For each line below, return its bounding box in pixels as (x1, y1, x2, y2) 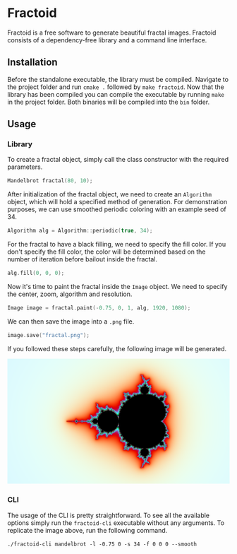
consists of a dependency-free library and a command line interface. (7, 35, 207, 44)
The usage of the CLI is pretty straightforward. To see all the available (7, 511, 210, 519)
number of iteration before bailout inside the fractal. (7, 255, 157, 264)
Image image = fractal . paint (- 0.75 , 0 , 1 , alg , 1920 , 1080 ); (7, 305, 191, 312)
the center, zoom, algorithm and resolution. (7, 290, 133, 298)
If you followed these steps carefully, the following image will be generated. (7, 344, 227, 353)
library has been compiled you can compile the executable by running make (7, 90, 224, 98)
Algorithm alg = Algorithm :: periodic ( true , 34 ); (7, 228, 153, 235)
